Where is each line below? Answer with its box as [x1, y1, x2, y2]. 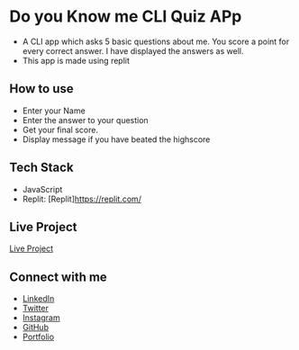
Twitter [22, 303, 50, 314]
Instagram [22, 312, 60, 323]
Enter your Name [22, 105, 86, 116]
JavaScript [22, 184, 63, 194]
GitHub [22, 322, 50, 333]
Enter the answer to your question [22, 114, 149, 125]
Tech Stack [9, 160, 74, 175]
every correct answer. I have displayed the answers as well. [22, 45, 244, 56]
